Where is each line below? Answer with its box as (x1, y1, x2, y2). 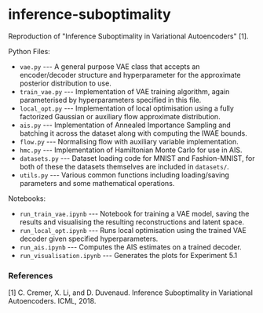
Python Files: (8, 46, 51, 56)
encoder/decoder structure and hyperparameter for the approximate (19, 70, 241, 79)
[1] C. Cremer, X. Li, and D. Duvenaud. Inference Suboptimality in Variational (8, 288, 254, 297)
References (8, 270, 53, 281)
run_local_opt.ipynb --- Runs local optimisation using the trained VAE (19, 225, 247, 235)
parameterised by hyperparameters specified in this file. (19, 95, 202, 104)
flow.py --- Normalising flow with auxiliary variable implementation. (19, 136, 239, 146)
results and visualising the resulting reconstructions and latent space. (19, 217, 245, 227)
